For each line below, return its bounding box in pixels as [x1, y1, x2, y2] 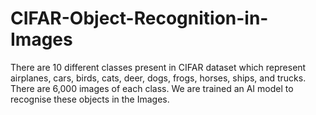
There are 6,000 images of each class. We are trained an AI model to [10, 82, 294, 94]
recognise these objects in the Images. [10, 93, 170, 105]
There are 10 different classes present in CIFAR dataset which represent [10, 61, 307, 73]
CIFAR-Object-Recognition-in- [10, 7, 269, 30]
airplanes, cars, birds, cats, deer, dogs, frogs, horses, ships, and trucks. [10, 72, 307, 84]
